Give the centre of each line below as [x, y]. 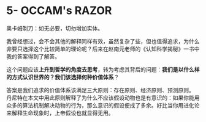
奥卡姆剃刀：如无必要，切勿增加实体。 [55, 28]
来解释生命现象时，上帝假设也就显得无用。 [60, 113]
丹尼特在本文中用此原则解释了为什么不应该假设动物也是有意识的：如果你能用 [103, 98]
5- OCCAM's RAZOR [59, 11]
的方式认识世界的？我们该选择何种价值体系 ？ [63, 77]
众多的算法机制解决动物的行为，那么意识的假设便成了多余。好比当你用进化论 [103, 105]
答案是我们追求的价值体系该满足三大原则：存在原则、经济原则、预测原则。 [100, 90]
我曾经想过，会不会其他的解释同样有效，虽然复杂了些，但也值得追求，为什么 [103, 41]
